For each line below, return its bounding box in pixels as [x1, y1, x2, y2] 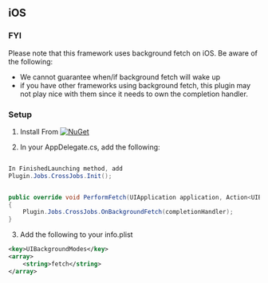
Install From [19, 126, 58, 136]
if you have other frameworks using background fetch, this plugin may [19, 80, 251, 90]
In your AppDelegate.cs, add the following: [19, 142, 161, 152]
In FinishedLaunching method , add [8, 165, 124, 173]
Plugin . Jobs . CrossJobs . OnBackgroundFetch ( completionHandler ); [22, 208, 234, 216]
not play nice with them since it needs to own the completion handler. [19, 89, 249, 99]
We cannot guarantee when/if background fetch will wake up [19, 72, 221, 82]
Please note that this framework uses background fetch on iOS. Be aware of [8, 48, 258, 58]
